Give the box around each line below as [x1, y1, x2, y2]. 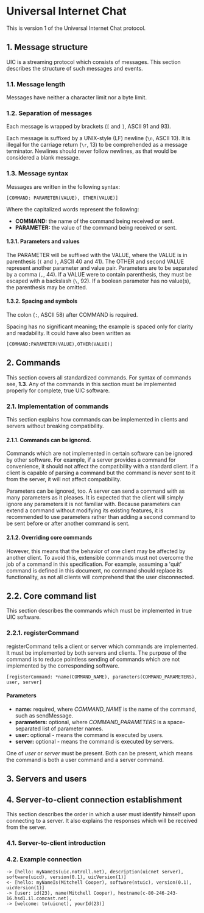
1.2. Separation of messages [6, 108, 93, 117]
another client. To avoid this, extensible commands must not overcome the [6, 554, 194, 561]
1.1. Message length [6, 80, 66, 88]
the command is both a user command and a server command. [6, 756, 164, 763]
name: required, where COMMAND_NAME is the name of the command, [15, 705, 197, 713]
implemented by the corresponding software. [6, 662, 120, 669]
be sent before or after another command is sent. [6, 520, 130, 527]
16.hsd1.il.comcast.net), [6, 895, 72, 902]
